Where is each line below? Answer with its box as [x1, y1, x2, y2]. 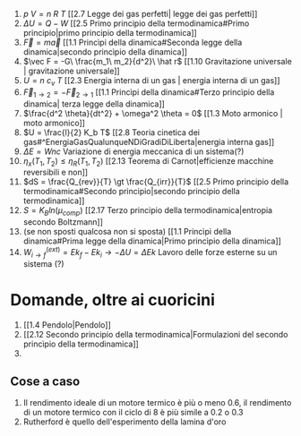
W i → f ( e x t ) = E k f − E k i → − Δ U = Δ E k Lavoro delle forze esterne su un [22, 245, 278, 260]
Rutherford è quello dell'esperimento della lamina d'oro [22, 416, 227, 427]
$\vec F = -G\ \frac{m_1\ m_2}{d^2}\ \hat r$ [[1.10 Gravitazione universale [22, 56, 292, 66]
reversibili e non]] [22, 167, 89, 178]
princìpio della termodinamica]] [22, 338, 140, 349]
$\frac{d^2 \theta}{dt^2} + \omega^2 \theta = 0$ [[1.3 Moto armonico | [22, 107, 283, 118]
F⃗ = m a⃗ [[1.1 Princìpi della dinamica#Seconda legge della [22, 37, 243, 47]
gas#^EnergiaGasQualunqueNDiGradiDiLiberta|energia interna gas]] [22, 136, 275, 147]
